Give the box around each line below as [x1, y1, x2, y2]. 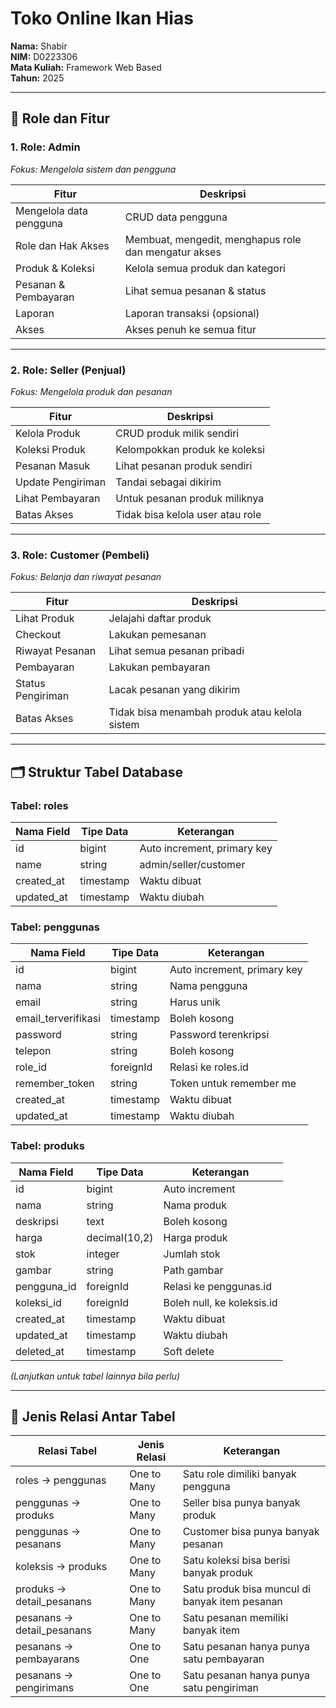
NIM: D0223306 [10, 50, 78, 62]
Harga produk [163, 1230, 228, 1244]
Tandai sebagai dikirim [115, 475, 222, 489]
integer [86, 1247, 120, 1261]
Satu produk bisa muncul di [182, 1582, 312, 1596]
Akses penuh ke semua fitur [124, 322, 257, 336]
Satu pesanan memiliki [182, 1611, 289, 1625]
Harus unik [169, 995, 221, 1009]
